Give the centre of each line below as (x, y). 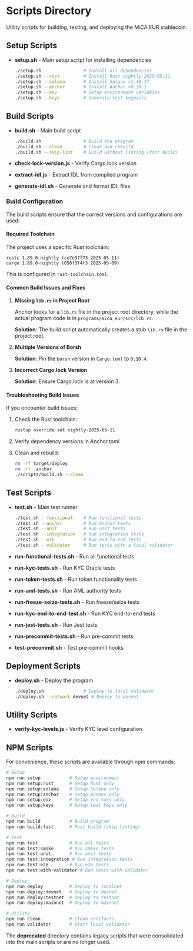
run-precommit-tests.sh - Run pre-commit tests (74, 636)
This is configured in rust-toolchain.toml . (57, 274)
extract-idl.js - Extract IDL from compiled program (76, 175)
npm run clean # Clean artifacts (60, 919)
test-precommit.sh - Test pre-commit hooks (69, 647)
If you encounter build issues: (42, 408)
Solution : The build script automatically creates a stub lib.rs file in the (101, 330)
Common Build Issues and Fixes (46, 287)
